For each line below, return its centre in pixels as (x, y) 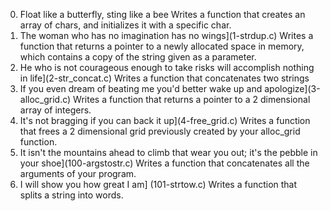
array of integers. (55, 110)
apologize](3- (292, 88)
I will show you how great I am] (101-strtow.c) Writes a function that (158, 184)
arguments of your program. (78, 173)
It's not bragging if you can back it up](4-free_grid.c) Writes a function (165, 120)
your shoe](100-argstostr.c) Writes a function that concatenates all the (164, 163)
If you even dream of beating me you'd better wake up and (141, 88)
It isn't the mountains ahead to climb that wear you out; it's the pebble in (168, 152)
